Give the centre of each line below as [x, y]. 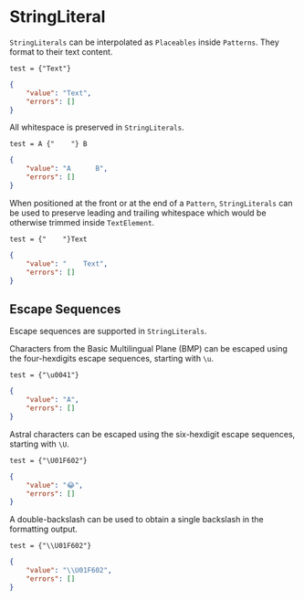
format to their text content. [61, 51]
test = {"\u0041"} [44, 375]
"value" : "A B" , [67, 169]
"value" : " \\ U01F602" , [69, 571]
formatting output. [43, 529]
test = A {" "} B [49, 144]
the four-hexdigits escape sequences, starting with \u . [112, 359]
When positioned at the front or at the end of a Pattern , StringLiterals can [151, 203]
